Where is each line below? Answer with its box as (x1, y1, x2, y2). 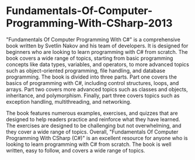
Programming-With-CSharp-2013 (6, 16, 173, 30)
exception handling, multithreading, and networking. (6, 98, 131, 105)
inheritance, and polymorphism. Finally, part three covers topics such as (6, 92, 180, 99)
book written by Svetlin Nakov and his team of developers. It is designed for (6, 42, 189, 49)
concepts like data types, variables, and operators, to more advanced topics (6, 60, 190, 68)
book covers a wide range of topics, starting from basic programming (6, 55, 173, 62)
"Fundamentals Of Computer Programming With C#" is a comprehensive (6, 36, 181, 43)
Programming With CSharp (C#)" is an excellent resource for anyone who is (6, 134, 188, 141)
